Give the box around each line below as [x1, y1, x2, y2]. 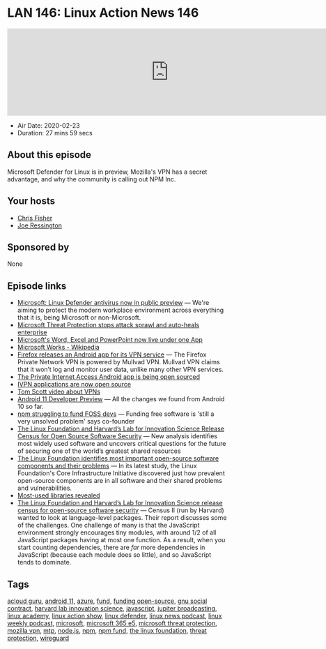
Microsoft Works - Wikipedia [17, 343, 100, 352]
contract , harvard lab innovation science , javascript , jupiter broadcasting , [7, 604, 217, 612]
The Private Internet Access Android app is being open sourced [17, 373, 201, 381]
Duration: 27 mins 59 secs [17, 128, 93, 137]
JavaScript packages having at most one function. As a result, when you [17, 536, 226, 544]
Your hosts [7, 195, 56, 207]
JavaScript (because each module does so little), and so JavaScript [17, 551, 212, 559]
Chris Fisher [17, 214, 53, 222]
